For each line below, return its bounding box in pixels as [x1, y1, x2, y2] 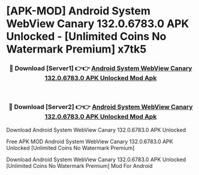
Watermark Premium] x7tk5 [6, 43, 147, 56]
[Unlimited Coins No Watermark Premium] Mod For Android [6, 162, 153, 169]
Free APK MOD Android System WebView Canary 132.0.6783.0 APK [6, 138, 173, 145]
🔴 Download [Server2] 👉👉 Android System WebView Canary [8, 103, 193, 111]
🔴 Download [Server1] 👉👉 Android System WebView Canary [9, 64, 192, 73]
